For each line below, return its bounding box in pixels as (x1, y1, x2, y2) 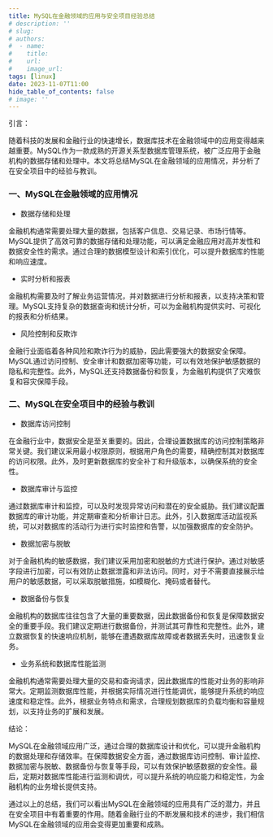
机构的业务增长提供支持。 (15, 782, 102, 791)
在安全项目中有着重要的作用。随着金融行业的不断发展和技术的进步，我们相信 (8, 809, 265, 818)
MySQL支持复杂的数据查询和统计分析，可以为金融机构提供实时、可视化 (22, 301, 262, 311)
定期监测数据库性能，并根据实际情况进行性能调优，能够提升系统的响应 (29, 686, 265, 695)
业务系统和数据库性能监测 (19, 658, 106, 668)
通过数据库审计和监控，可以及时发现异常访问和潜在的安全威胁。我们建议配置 (8, 501, 265, 511)
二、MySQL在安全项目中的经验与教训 (8, 399, 154, 410)
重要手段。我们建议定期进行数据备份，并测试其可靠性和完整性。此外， (22, 621, 258, 630)
